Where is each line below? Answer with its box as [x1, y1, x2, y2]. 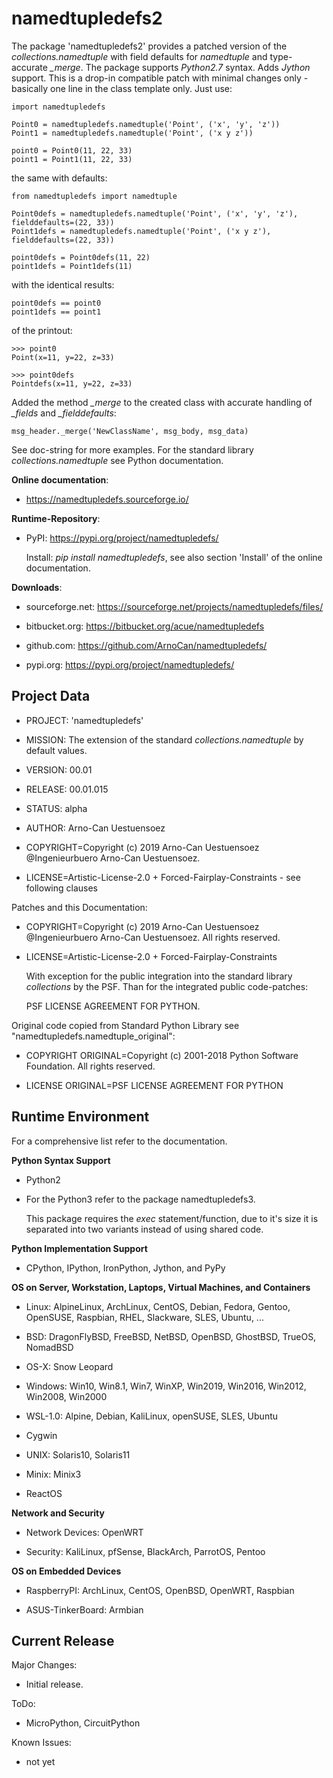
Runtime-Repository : [11, 512, 101, 524]
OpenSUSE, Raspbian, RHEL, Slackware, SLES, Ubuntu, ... [25, 1311, 264, 1323]
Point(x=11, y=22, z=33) [11, 352, 115, 362]
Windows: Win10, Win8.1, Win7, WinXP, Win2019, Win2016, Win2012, [25, 1380, 307, 1392]
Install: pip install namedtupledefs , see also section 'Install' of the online [25, 551, 323, 563]
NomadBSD [25, 1341, 74, 1353]
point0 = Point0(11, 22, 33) [11, 145, 133, 156]
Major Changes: [11, 1659, 78, 1671]
